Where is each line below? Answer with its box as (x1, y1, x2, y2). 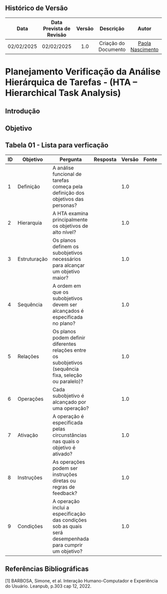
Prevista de (43, 25, 71, 32)
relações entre (52, 347, 86, 354)
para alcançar (52, 262, 85, 269)
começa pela (52, 183, 83, 190)
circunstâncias (52, 432, 87, 439)
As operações (52, 458, 85, 465)
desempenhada (52, 535, 89, 542)
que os (52, 288, 69, 295)
